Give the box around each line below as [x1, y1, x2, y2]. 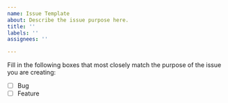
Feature [17, 89, 40, 97]
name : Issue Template [7, 10, 70, 17]
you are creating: [7, 68, 56, 77]
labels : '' [7, 29, 39, 37]
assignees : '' [7, 36, 49, 43]
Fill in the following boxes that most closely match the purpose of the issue [7, 61, 222, 69]
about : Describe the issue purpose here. [7, 17, 129, 24]
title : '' [7, 23, 36, 30]
